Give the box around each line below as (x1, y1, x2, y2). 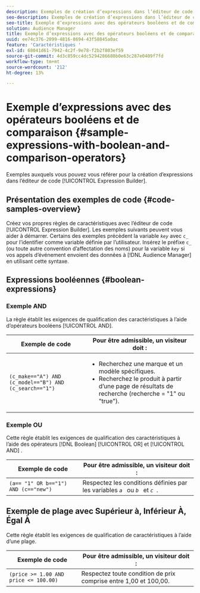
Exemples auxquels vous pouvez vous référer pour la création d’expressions (6, 171, 193, 178)
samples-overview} (6, 204, 82, 214)
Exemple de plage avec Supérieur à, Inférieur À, (6, 506, 186, 516)
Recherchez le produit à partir (98, 374, 182, 383)
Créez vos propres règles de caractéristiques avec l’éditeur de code (6, 220, 173, 226)
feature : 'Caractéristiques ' (6, 42, 82, 48)
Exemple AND (6, 302, 47, 311)
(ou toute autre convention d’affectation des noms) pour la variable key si (6, 245, 185, 252)
